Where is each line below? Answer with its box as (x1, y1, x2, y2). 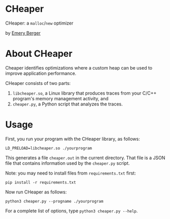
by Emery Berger (5, 30, 41, 36)
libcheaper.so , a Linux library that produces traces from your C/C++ (12, 90, 157, 96)
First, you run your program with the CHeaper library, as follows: (5, 136, 140, 142)
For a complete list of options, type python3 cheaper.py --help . (5, 208, 138, 214)
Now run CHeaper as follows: (5, 189, 67, 195)
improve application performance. (5, 70, 76, 76)
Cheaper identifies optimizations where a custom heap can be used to (5, 64, 153, 71)
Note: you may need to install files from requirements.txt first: (5, 170, 136, 176)
